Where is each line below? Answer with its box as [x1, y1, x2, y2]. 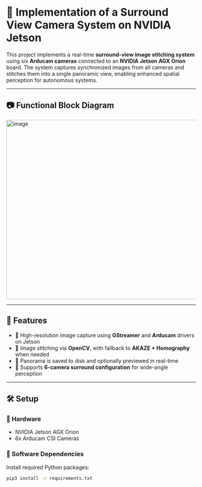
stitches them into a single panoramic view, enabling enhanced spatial [6, 70, 180, 77]
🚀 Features [6, 315, 47, 326]
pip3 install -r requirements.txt [6, 475, 93, 481]
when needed [14, 350, 49, 358]
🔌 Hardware [6, 415, 41, 423]
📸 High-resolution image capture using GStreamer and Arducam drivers [14, 331, 195, 339]
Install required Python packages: [6, 464, 90, 471]
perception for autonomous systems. [6, 76, 98, 84]
